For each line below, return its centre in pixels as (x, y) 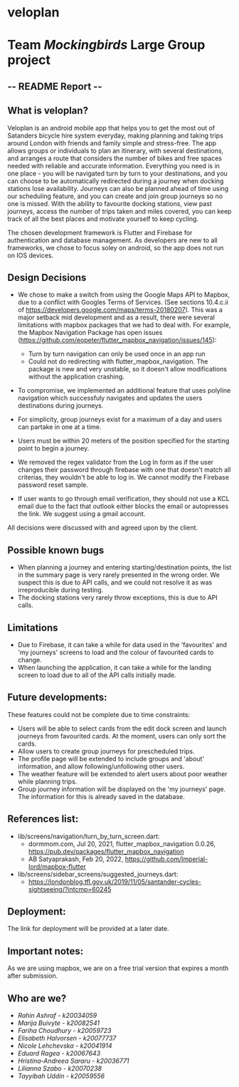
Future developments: (57, 697)
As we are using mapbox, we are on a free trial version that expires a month (118, 968)
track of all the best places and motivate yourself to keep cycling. (103, 219)
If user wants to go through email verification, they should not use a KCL (123, 499)
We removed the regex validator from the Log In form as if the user (116, 462)
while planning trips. (47, 781)
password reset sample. (53, 485)
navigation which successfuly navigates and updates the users (110, 398)
